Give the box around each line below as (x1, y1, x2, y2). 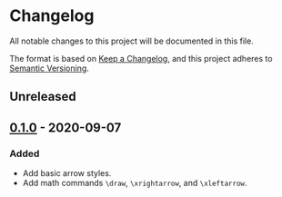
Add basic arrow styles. (22, 168, 112, 179)
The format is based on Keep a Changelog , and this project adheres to (9, 53, 273, 64)
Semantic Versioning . (9, 63, 89, 74)
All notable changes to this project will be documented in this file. (9, 35, 255, 46)
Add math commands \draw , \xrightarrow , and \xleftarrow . (22, 178, 247, 189)
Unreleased (9, 89, 77, 104)
